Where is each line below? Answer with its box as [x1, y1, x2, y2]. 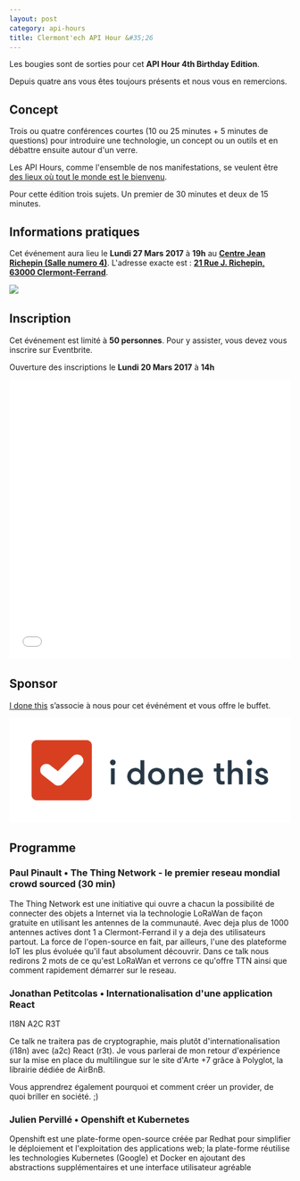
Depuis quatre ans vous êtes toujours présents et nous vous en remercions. [9, 76, 287, 87]
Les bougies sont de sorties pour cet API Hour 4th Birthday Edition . [9, 59, 261, 70]
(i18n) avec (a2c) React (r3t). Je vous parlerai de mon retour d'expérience [9, 1045, 281, 1056]
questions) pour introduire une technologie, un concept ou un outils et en [9, 135, 279, 147]
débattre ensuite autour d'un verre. [9, 145, 138, 155]
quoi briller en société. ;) [9, 1091, 99, 1102]
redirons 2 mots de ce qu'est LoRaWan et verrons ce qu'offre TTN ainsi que [9, 955, 287, 966]
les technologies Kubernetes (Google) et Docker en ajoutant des [9, 1152, 246, 1163]
